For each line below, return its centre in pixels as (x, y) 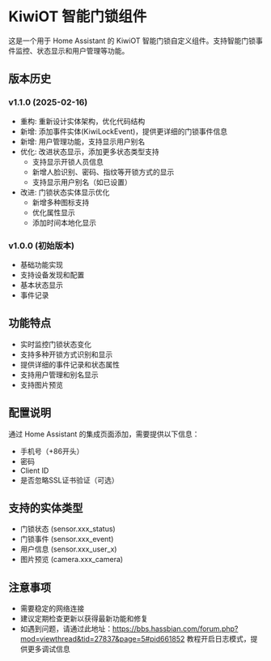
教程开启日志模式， (218, 639)
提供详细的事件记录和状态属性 (70, 364)
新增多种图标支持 (61, 202)
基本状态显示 (41, 285)
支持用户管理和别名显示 (59, 375)
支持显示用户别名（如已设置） (82, 182)
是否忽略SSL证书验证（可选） (69, 480)
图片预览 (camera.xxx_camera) (72, 560)
